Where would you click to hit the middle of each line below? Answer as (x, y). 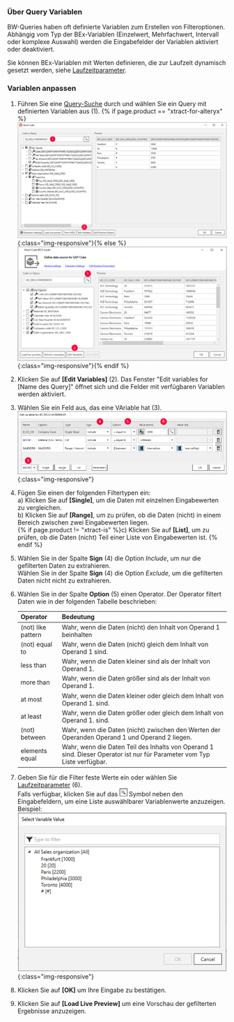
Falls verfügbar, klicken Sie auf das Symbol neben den (100, 794)
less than (33, 665)
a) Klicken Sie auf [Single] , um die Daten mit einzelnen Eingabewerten (118, 500)
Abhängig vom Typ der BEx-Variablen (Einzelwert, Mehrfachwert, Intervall (113, 34)
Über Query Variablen (45, 12)
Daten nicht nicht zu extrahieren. (64, 581)
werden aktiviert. (41, 394)
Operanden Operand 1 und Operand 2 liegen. (127, 738)
